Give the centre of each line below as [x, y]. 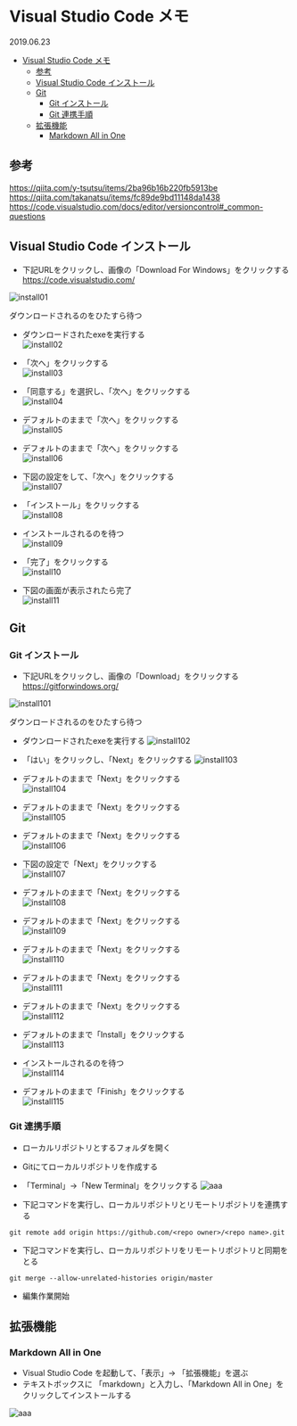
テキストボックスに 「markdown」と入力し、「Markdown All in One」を [153, 1384]
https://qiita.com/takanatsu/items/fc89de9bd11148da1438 [115, 197]
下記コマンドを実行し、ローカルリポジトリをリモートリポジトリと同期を [155, 1250]
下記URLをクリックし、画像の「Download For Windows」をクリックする [156, 269]
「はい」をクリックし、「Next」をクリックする [107, 760]
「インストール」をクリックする [81, 505]
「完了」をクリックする [65, 562]
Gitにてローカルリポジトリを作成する [90, 1166]
